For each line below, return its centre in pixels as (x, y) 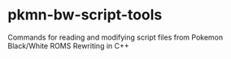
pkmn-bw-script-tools (85, 15)
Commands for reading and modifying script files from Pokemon (115, 37)
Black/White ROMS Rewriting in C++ (68, 45)
